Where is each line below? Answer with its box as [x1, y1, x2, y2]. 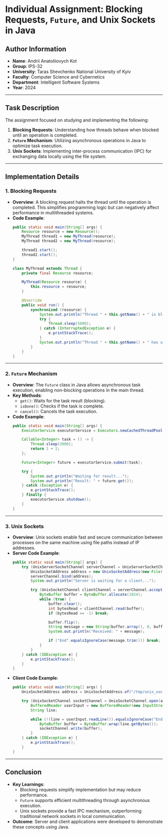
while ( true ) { [39, 597, 71, 602]
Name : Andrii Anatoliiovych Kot [12, 58, 77, 64]
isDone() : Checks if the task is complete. [19, 403, 104, 409]
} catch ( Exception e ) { [21, 483, 73, 488]
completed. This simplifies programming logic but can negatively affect [12, 204, 159, 210]
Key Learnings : [12, 781, 45, 787]
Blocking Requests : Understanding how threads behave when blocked [12, 127, 159, 133]
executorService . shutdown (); [30, 497, 91, 502]
